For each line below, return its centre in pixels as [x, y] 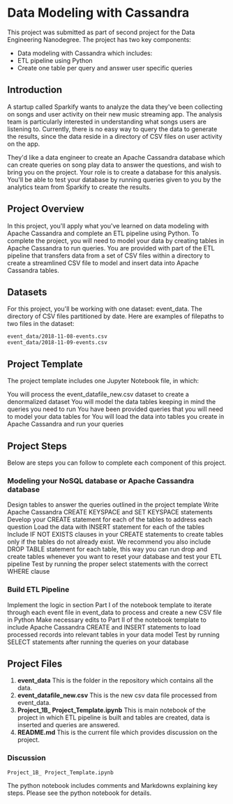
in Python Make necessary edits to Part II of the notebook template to [107, 620]
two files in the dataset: [41, 324]
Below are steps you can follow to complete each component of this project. [117, 463]
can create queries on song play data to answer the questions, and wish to [114, 165]
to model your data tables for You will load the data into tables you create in [116, 417]
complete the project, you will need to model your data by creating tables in [116, 240]
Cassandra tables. [33, 270]
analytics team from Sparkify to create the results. [79, 187]
